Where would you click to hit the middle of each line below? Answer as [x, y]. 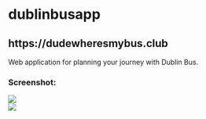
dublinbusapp [54, 14]
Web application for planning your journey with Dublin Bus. [103, 62]
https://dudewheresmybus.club [88, 43]
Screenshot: [32, 82]
